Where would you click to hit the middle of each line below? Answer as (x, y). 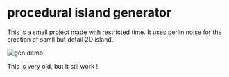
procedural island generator (90, 13)
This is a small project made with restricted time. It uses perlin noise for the (114, 32)
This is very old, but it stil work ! (53, 66)
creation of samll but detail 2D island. (60, 39)
